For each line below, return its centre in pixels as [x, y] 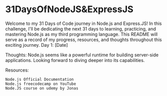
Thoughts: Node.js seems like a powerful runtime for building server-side [82, 55]
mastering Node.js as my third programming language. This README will [81, 34]
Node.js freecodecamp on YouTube [41, 84]
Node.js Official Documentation [39, 79]
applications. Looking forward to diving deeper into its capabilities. [75, 60]
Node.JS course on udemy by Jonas [42, 88]
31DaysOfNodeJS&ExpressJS [69, 9]
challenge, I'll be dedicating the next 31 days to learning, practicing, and [81, 28]
